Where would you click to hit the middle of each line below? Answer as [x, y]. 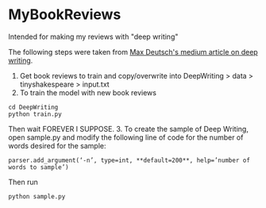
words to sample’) [39, 167]
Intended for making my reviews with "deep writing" [93, 37]
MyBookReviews [65, 15]
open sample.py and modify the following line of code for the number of [126, 137]
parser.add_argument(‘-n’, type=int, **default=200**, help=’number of [129, 160]
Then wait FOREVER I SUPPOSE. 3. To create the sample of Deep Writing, [128, 129]
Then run [23, 182]
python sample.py [37, 196]
